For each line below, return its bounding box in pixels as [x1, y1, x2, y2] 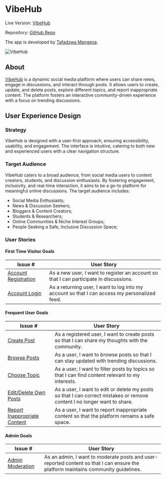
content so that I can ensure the [66, 460, 139, 467]
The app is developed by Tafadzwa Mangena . [5, 39, 98, 45]
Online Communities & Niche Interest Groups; [12, 218, 105, 224]
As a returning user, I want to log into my [49, 284, 143, 291]
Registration [7, 275, 36, 282]
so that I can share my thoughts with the [54, 337, 148, 344]
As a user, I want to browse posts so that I [54, 351, 152, 358]
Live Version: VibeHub [5, 20, 50, 26]
